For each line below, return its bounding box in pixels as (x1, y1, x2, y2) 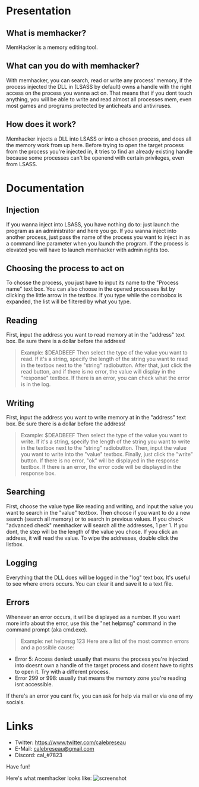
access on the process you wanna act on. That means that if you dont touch (6, 89, 192, 97)
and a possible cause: (20, 643, 75, 651)
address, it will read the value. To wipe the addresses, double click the (6, 534, 178, 542)
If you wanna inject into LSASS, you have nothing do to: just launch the (6, 220, 179, 228)
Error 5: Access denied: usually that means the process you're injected (14, 655, 188, 662)
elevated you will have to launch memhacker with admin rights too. (6, 246, 169, 253)
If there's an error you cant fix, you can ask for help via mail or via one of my (6, 692, 193, 699)
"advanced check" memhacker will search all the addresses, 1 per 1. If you (6, 521, 188, 528)
